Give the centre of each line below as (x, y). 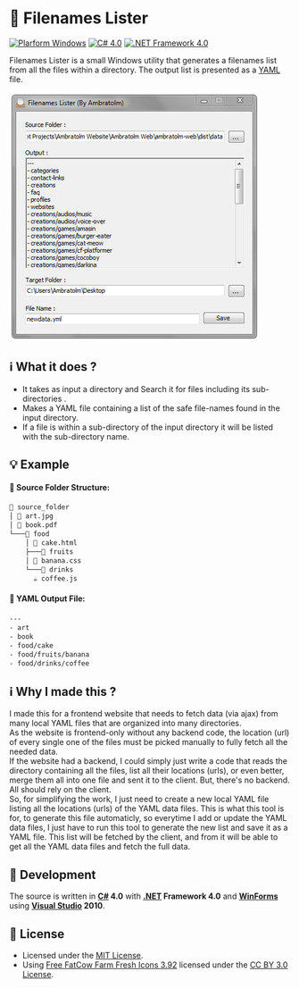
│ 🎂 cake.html (51, 543)
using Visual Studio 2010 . (57, 906)
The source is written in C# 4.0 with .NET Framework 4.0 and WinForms (144, 896)
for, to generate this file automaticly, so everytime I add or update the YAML (148, 818)
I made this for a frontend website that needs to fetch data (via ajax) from (144, 714)
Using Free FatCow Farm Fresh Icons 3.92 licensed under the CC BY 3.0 (155, 965)
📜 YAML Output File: (47, 599)
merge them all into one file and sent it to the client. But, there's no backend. (149, 780)
